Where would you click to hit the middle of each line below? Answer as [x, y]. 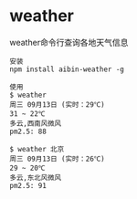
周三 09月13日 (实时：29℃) [57, 105]
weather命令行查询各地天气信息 [69, 42]
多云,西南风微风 [36, 123]
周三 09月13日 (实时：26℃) [57, 159]
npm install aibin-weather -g [67, 69]
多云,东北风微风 [36, 178]
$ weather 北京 [37, 149]
